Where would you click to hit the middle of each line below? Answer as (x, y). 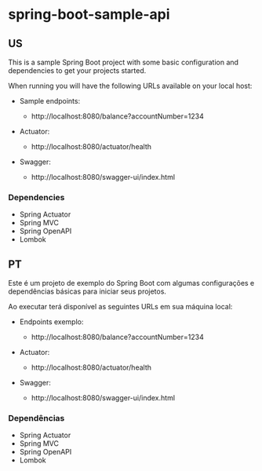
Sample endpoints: (50, 101)
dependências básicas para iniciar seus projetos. (87, 291)
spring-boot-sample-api (89, 15)
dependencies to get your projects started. (77, 71)
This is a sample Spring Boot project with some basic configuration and (124, 62)
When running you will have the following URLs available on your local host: (130, 86)
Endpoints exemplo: (51, 322)
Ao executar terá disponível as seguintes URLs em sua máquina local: (120, 307)
